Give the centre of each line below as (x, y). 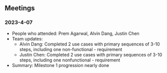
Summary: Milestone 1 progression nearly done (60, 65)
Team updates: (27, 38)
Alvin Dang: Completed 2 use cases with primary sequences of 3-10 (90, 44)
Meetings (20, 8)
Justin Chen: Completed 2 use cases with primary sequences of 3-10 (91, 54)
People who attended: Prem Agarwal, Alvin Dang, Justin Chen (75, 33)
